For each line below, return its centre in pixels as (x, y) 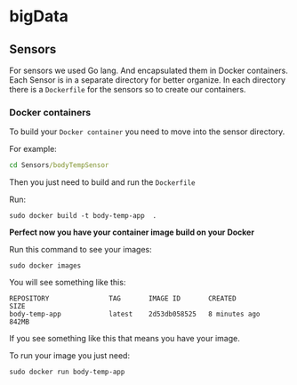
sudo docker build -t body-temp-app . (83, 216)
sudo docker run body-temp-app (67, 372)
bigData (39, 16)
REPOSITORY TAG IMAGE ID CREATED (123, 299)
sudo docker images (45, 266)
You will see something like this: (68, 283)
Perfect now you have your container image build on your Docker (132, 232)
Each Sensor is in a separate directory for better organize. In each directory (148, 80)
